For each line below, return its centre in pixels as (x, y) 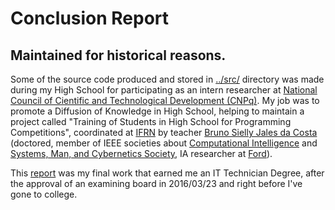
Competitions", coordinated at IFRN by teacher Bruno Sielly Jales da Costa (164, 132)
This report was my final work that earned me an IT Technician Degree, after (167, 173)
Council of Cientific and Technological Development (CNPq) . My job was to (165, 100)
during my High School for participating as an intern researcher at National (164, 90)
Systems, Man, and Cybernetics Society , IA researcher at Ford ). (141, 153)
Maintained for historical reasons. (118, 55)
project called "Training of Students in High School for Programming (151, 121)
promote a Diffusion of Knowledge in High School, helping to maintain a (157, 111)
